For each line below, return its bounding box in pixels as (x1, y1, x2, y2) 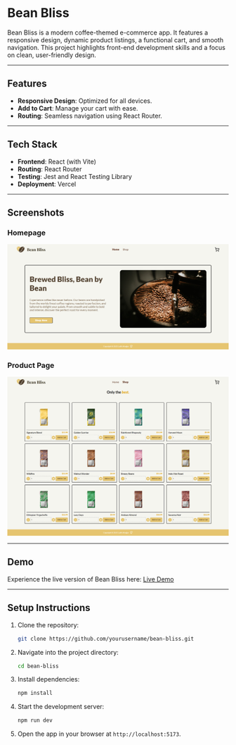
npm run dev (17, 717, 53, 724)
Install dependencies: (17, 675, 80, 684)
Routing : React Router (17, 164, 82, 173)
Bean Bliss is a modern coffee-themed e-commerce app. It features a (7, 28, 209, 37)
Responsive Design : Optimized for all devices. (17, 97, 152, 105)
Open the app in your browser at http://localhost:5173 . (17, 729, 181, 738)
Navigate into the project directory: (17, 648, 119, 656)
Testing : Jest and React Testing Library (17, 172, 132, 180)
